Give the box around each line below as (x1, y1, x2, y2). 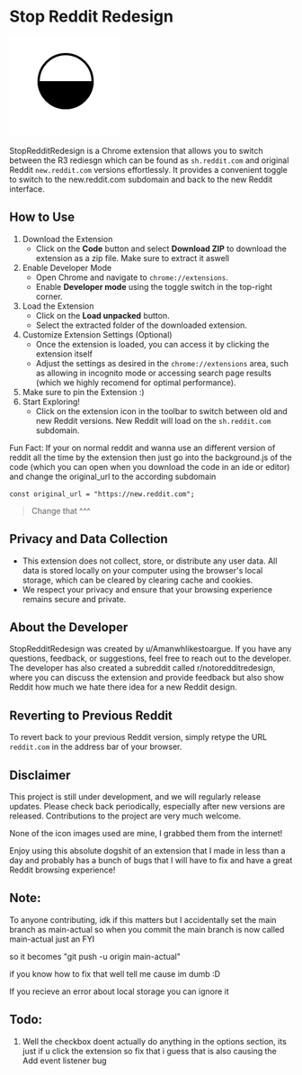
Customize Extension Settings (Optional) (22, 329, 173, 339)
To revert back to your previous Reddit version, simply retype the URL (9, 732, 268, 743)
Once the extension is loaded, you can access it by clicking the (35, 339, 270, 349)
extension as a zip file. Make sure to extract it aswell (35, 252, 230, 263)
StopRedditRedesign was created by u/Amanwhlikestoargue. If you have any (9, 644, 292, 655)
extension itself (35, 348, 93, 359)
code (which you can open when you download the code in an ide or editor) (9, 461, 290, 472)
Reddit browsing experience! (9, 864, 116, 875)
